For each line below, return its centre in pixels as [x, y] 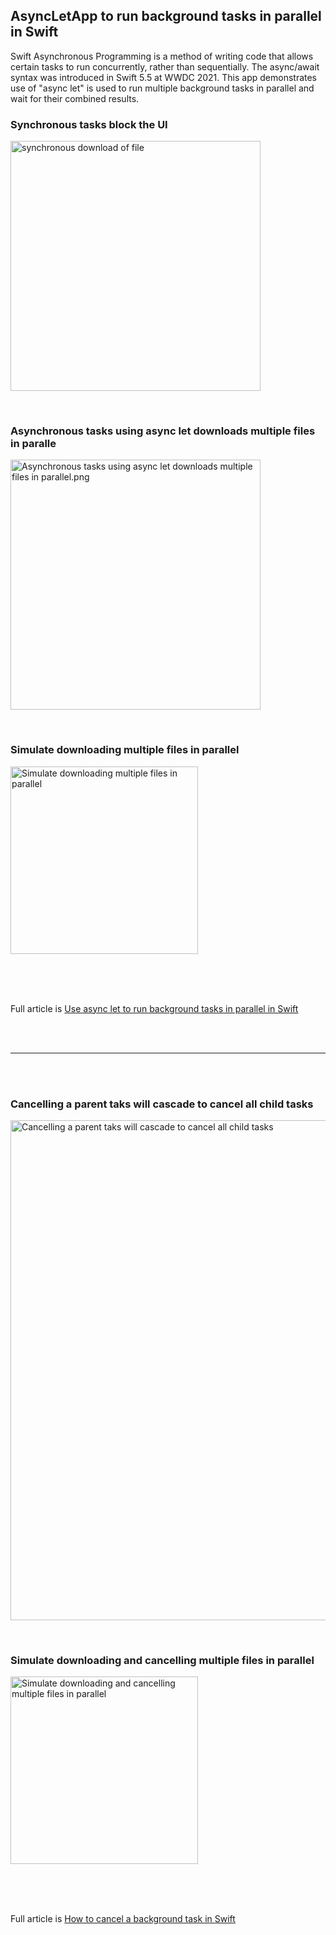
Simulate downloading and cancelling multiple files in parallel [162, 1660]
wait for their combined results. [75, 98]
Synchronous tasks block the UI [89, 124]
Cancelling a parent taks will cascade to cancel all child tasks [162, 1104]
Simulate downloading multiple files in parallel [125, 750]
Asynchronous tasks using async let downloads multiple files [163, 431]
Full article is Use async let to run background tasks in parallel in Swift [154, 1008]
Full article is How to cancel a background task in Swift [123, 1919]
